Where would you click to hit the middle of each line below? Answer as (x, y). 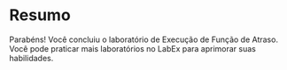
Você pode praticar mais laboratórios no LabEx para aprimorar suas (133, 48)
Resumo (40, 15)
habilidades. (31, 58)
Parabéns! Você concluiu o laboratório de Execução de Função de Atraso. (144, 39)
